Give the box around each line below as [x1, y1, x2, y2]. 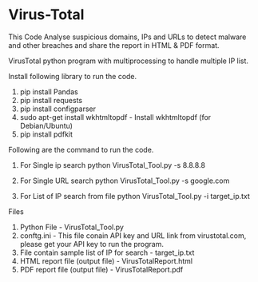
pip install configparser [19, 104, 97, 113]
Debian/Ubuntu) [19, 121, 73, 130]
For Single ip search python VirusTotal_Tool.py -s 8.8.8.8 [19, 160, 206, 169]
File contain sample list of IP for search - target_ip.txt [19, 248, 195, 257]
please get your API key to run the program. [19, 239, 165, 248]
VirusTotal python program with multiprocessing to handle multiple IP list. [8, 56, 249, 66]
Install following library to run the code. [8, 71, 137, 81]
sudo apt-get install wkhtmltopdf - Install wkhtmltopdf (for [19, 112, 212, 121]
